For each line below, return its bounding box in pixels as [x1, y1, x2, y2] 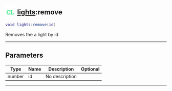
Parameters [5, 51, 44, 60]
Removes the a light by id [5, 31, 59, 37]
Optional [81, 66, 100, 72]
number [7, 74, 24, 80]
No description [45, 74, 77, 80]
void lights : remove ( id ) [5, 22, 56, 27]
